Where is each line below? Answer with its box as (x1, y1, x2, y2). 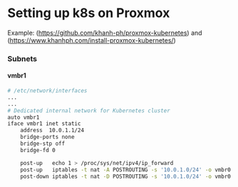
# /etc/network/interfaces (7, 87, 88, 95)
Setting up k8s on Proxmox (7, 5, 170, 21)
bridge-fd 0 (20, 146, 56, 154)
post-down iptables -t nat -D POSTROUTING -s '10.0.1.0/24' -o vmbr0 (20, 173, 232, 180)
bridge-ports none (20, 134, 75, 141)
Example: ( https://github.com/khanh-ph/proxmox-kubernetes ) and (7, 28, 202, 37)
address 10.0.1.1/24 (20, 127, 84, 134)
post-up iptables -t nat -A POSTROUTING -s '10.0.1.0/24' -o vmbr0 (20, 166, 232, 173)
